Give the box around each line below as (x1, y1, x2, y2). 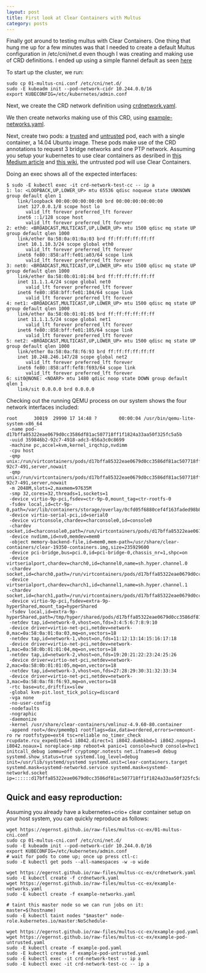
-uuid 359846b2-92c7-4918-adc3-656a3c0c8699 (9, 437, 124, 443)
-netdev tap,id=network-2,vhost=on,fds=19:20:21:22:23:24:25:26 (9, 652, 177, 658)
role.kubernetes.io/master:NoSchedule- (6, 918, 109, 925)
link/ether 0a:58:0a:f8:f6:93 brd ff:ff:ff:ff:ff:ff (17, 349, 155, 355)
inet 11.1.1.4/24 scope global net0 (17, 279, 112, 285)
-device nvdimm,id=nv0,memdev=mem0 (9, 533, 100, 540)
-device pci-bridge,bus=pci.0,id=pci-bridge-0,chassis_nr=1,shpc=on (9, 550, 188, 556)
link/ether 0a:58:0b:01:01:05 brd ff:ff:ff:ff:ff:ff (17, 311, 155, 317)
